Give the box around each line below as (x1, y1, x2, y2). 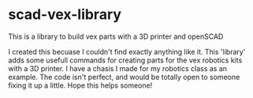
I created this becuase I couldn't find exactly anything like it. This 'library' (8, 47, 246, 56)
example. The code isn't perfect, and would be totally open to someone (8, 72, 240, 81)
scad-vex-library (8, 6, 122, 24)
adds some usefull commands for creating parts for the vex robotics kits (8, 55, 243, 65)
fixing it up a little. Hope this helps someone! (8, 81, 153, 90)
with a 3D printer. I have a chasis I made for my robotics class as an (8, 63, 227, 73)
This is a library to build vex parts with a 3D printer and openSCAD (8, 32, 224, 41)
